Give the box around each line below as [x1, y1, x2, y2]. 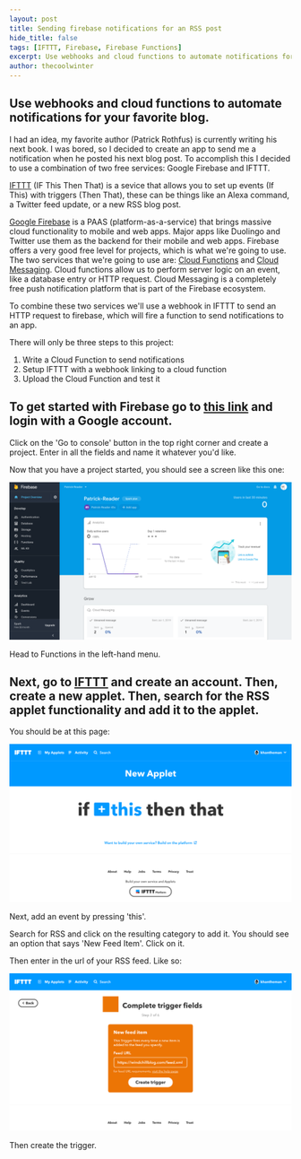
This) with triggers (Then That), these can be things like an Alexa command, [9, 189, 289, 200]
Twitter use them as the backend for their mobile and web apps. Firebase [9, 235, 279, 246]
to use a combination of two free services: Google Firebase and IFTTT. [9, 162, 271, 173]
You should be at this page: [9, 727, 110, 737]
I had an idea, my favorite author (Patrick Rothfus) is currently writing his [9, 134, 278, 144]
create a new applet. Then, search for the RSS [9, 689, 271, 704]
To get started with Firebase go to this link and [9, 399, 273, 414]
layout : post [9, 14, 58, 23]
